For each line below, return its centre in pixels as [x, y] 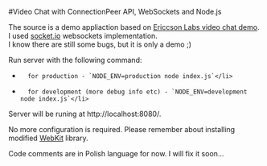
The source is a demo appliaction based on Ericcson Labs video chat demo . [134, 27]
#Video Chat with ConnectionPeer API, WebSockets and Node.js [115, 12]
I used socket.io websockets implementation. [83, 36]
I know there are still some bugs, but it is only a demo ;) [100, 44]
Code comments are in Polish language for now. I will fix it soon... [116, 154]
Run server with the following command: [75, 60]
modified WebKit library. [48, 138]
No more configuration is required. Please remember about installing [122, 129]
